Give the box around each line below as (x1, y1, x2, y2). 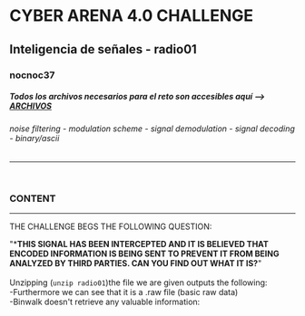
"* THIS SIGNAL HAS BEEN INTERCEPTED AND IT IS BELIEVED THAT (9, 239, 270, 250)
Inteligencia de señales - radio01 (9, 42, 197, 57)
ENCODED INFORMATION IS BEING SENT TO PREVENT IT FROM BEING (9, 248, 280, 259)
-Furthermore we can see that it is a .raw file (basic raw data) (9, 287, 239, 298)
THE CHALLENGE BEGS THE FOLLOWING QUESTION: (9, 221, 212, 232)
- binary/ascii (9, 133, 60, 144)
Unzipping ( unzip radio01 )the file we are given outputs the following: (9, 277, 268, 288)
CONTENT (9, 192, 56, 205)
